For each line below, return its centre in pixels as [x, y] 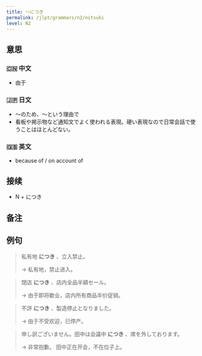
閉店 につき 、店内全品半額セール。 [65, 282]
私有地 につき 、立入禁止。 [55, 256]
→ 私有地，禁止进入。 [49, 269]
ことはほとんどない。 [47, 130]
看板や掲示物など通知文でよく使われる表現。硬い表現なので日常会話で [103, 122]
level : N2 [19, 23]
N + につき [29, 197]
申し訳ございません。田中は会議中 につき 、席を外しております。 [102, 334]
